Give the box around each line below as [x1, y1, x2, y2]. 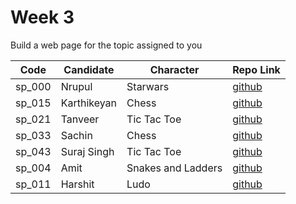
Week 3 [10, 6, 75, 29]
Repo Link [232, 62, 281, 76]
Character [149, 62, 200, 76]
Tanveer [60, 112, 100, 126]
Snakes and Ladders [126, 161, 223, 175]
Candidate [63, 62, 115, 76]
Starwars [126, 79, 170, 93]
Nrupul [60, 79, 93, 93]
